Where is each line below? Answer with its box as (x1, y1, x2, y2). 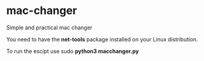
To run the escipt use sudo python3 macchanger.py (6, 47, 139, 55)
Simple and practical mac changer (6, 24, 93, 31)
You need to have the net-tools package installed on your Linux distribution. (6, 35, 199, 43)
